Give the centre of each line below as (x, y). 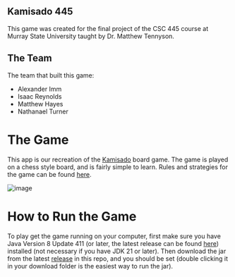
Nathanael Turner (43, 111)
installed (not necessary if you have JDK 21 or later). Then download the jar (117, 251)
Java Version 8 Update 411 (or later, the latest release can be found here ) (113, 243)
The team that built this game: (51, 75)
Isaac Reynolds (40, 96)
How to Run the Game (72, 216)
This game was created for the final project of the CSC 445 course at (108, 28)
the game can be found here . (49, 174)
